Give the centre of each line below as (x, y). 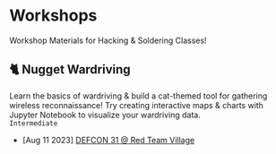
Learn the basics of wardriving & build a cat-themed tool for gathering (138, 96)
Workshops (53, 16)
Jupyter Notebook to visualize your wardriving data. (105, 115)
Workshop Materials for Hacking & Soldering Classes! (108, 40)
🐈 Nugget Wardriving (70, 69)
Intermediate (34, 123)
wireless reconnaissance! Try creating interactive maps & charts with (137, 105)
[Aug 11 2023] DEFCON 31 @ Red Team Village (108, 140)
